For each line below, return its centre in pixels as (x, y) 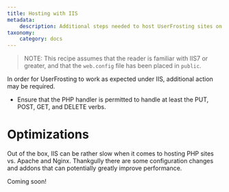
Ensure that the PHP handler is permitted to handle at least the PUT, (113, 99)
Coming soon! (27, 182)
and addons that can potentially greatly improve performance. (95, 168)
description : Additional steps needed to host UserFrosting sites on (121, 26)
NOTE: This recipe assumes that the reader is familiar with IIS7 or (116, 58)
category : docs (41, 39)
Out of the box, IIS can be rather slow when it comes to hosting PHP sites (110, 154)
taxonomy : (21, 33)
